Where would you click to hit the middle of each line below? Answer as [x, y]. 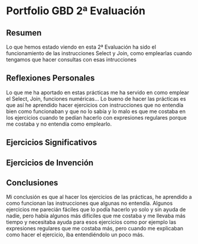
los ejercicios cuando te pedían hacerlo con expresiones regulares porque [97, 117]
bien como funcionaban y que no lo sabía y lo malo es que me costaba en [96, 111]
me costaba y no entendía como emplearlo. [59, 124]
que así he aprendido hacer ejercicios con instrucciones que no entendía [95, 105]
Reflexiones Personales [51, 78]
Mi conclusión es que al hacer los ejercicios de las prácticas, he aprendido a [99, 197]
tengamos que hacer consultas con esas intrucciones [72, 60]
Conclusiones [32, 183]
